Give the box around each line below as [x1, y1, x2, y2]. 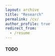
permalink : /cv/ [5, 16, 39, 21]
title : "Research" [5, 12, 43, 17]
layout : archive [5, 7, 39, 12]
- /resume [9, 30, 30, 35]
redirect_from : [5, 26, 37, 31]
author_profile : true [5, 21, 50, 26]
